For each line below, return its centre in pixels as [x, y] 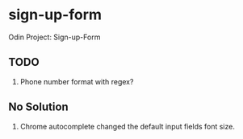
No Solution [38, 107]
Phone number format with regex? [77, 81]
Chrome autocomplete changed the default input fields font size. [128, 126]
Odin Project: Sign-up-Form [54, 37]
